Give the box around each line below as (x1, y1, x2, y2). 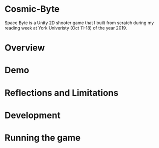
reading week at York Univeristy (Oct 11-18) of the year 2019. (4, 25, 127, 30)
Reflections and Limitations (4, 87, 119, 98)
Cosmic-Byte (4, 3, 60, 15)
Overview (4, 42, 45, 54)
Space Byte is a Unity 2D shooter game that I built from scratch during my (4, 20, 154, 26)
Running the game (4, 132, 81, 143)
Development (4, 110, 61, 121)
